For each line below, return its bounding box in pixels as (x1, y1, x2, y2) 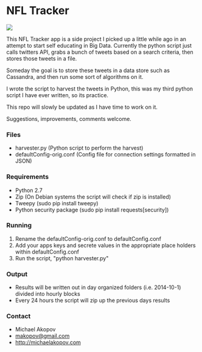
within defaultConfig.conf (15, 248, 80, 255)
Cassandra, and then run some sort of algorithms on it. (6, 73, 144, 80)
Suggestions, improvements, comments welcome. (6, 115, 132, 122)
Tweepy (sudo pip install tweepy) (15, 199, 99, 207)
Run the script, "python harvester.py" (15, 254, 109, 262)
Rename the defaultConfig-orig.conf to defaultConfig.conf (15, 235, 162, 242)
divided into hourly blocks (15, 290, 80, 298)
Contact (6, 312, 31, 321)
